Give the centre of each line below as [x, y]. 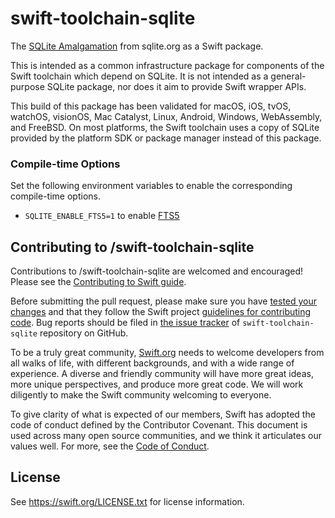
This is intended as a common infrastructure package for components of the [167, 65]
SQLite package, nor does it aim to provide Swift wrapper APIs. [176, 86]
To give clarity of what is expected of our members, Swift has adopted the [163, 414]
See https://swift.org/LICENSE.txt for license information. [127, 501]
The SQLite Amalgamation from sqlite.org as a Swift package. [137, 46]
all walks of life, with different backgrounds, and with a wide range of [152, 363]
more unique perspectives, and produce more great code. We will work [157, 384]
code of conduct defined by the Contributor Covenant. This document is [159, 425]
